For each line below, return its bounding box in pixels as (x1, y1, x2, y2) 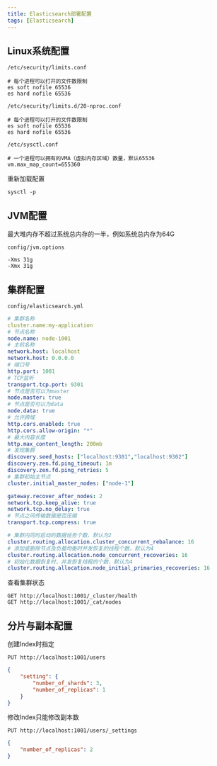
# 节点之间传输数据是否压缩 (7, 512, 78, 519)
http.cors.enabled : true (7, 420, 81, 427)
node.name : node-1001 (7, 334, 71, 342)
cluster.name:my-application (7, 322, 93, 329)
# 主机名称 (7, 342, 35, 349)
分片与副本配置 (7, 619, 73, 631)
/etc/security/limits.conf (7, 64, 87, 72)
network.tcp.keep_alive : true (7, 499, 97, 507)
